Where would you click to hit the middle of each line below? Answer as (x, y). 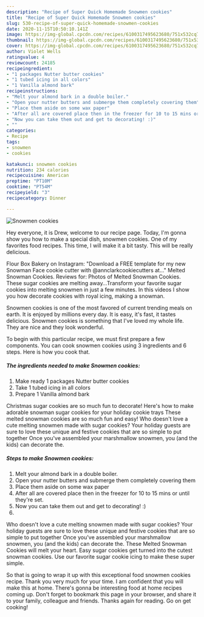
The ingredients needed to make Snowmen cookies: (73, 366)
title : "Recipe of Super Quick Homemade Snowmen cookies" (81, 18)
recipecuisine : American (38, 176)
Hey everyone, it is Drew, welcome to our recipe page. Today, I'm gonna (96, 232)
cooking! (17, 607)
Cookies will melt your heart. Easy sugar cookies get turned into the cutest (100, 550)
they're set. (29, 500)
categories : (21, 131)
